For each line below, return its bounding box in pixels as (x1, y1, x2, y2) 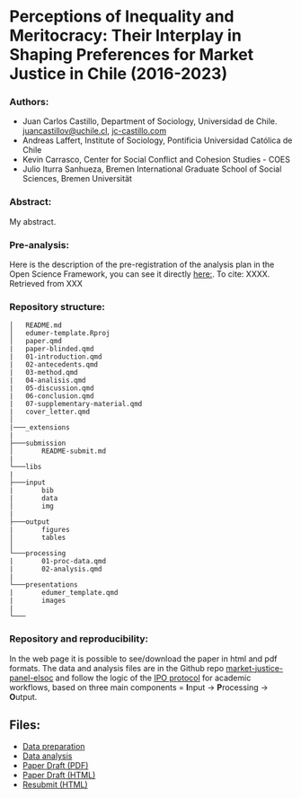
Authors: (9, 96, 49, 109)
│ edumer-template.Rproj (9, 329, 111, 338)
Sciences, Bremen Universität (22, 173, 133, 184)
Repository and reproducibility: (9, 633, 149, 645)
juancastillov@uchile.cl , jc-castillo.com (22, 126, 167, 137)
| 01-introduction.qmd (9, 352, 102, 361)
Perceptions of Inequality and (9, 6, 235, 27)
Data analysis (22, 750, 73, 761)
